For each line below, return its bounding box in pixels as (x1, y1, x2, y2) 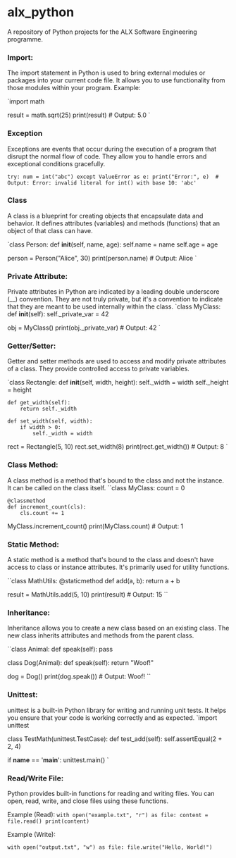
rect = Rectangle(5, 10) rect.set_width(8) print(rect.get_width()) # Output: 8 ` (7, 442, 228, 451)
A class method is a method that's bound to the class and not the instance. (7, 476, 224, 485)
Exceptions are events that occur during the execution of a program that (7, 144, 217, 153)
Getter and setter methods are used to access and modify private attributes (7, 357, 227, 366)
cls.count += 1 (20, 509, 65, 516)
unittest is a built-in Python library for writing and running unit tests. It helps (7, 706, 227, 714)
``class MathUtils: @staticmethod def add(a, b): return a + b (7, 577, 180, 585)
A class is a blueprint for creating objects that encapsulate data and (7, 211, 204, 220)
